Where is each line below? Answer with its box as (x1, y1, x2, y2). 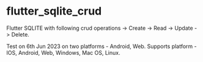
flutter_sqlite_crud (6, 4, 102, 18)
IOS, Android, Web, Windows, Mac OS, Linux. (6, 49, 120, 56)
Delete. (11, 30, 29, 38)
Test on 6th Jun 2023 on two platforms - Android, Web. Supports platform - (6, 43, 197, 50)
